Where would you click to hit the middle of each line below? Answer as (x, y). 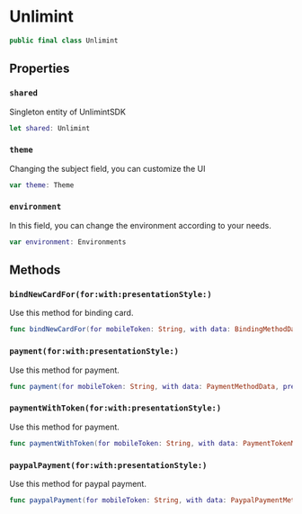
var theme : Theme (42, 185)
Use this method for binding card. (71, 313)
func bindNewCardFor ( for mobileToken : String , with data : (120, 329)
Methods (35, 271)
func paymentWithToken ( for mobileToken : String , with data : (124, 443)
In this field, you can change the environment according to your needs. (140, 225)
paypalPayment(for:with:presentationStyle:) (108, 465)
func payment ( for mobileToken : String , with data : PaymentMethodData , (144, 386)
